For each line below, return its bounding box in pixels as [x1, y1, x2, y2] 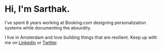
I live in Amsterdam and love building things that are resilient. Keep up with [4, 34, 158, 40]
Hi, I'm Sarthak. [4, 3, 70, 15]
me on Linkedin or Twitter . [4, 39, 58, 45]
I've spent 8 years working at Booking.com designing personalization [4, 20, 146, 25]
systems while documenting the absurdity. [4, 25, 91, 30]
